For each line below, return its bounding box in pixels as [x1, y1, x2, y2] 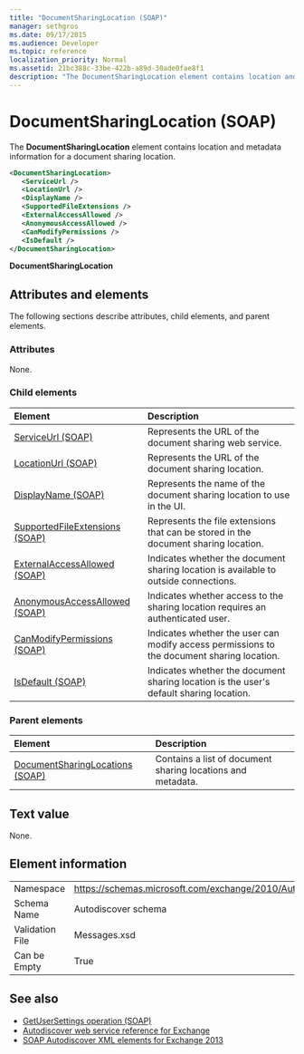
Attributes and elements [9, 286, 149, 302]
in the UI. [147, 499, 185, 512]
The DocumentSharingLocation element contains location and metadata [9, 141, 282, 152]
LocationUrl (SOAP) [14, 457, 98, 469]
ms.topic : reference [9, 47, 88, 56]
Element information [9, 856, 128, 872]
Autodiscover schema [73, 903, 167, 915]
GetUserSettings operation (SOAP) [22, 1015, 152, 1026]
